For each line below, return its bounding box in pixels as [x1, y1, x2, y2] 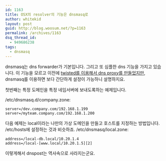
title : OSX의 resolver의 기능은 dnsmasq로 [5, 12, 89, 17]
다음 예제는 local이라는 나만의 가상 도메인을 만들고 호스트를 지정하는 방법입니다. [5, 120, 160, 126]
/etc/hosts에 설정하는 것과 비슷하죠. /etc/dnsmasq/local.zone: [5, 126, 129, 132]
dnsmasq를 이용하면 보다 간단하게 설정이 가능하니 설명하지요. [5, 76, 126, 82]
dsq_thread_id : [5, 35, 37, 40]
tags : [5, 44, 16, 49]
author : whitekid [5, 16, 41, 21]
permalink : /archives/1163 [5, 30, 61, 35]
